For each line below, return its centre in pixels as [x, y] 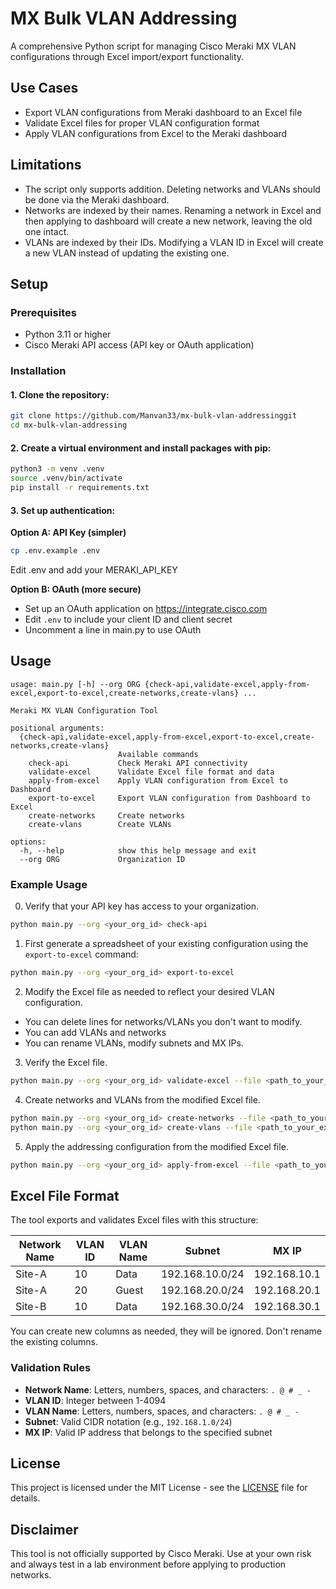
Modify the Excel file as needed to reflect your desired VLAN [149, 991]
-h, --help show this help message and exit [138, 850]
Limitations [46, 165]
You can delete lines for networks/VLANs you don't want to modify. [163, 1021]
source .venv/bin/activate [66, 478]
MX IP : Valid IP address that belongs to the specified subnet [148, 1432]
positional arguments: [57, 728]
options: [28, 842]
